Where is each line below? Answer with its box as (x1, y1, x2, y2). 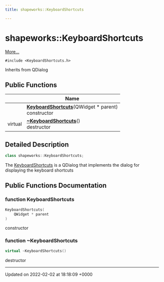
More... (5, 48, 20, 54)
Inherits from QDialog (5, 66, 48, 72)
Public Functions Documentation (5, 181, 107, 190)
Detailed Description (5, 140, 69, 149)
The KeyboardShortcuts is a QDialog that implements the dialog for (5, 162, 140, 168)
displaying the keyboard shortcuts (5, 167, 74, 174)
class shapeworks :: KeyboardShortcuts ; (5, 153, 84, 158)
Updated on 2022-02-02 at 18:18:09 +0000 (5, 271, 93, 277)
